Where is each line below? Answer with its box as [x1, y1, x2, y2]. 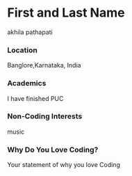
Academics [7, 79, 47, 88]
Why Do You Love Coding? [7, 145, 99, 154]
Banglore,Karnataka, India [7, 61, 81, 70]
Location [7, 45, 38, 55]
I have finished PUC [7, 94, 64, 102]
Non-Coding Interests [7, 111, 83, 121]
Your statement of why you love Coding [7, 161, 120, 169]
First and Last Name [7, 5, 125, 21]
